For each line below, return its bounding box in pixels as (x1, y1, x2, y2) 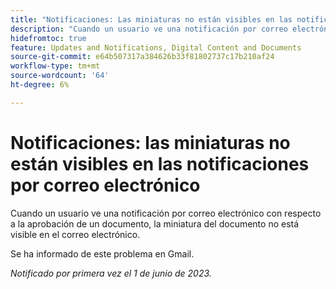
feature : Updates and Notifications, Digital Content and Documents (10, 42, 302, 53)
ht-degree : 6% (10, 80, 70, 90)
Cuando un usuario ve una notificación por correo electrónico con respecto (10, 207, 322, 219)
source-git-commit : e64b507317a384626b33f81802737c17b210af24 (10, 52, 275, 62)
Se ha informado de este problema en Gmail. (10, 247, 195, 260)
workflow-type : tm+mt (10, 61, 101, 71)
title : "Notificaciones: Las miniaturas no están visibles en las (10, 14, 293, 25)
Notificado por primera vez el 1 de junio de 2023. (10, 267, 212, 279)
